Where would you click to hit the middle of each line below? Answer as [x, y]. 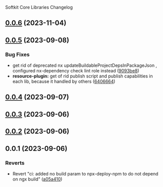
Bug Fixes [18, 54]
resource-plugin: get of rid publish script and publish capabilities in [83, 76]
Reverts [15, 163]
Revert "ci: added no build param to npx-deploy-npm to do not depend [86, 173]
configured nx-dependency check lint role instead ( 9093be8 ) [76, 71]
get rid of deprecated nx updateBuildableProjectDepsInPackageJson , [85, 65]
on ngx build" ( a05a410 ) [37, 179]
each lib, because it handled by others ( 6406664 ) [64, 81]
